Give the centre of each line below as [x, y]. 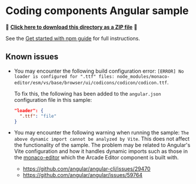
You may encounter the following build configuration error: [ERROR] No [99, 71]
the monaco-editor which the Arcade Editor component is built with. [96, 158]
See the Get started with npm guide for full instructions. [73, 38]
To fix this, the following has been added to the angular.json [87, 93]
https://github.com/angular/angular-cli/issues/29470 [87, 169]
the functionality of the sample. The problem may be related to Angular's [102, 145]
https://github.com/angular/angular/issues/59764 [82, 175]
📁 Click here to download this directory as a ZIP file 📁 [72, 27]
